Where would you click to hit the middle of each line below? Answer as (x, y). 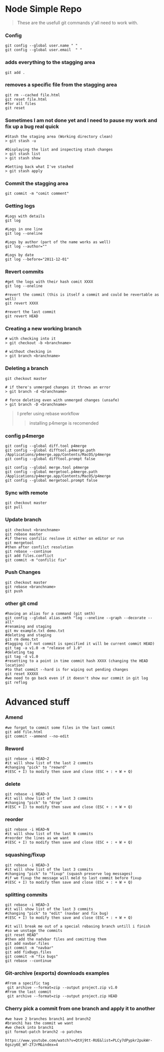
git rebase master (24, 534)
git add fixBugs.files (28, 952)
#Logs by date (20, 255)
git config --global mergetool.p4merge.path (51, 472)
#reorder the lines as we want (37, 838)
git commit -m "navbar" (29, 948)
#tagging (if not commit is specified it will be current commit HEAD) (80, 644)
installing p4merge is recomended (64, 423)
